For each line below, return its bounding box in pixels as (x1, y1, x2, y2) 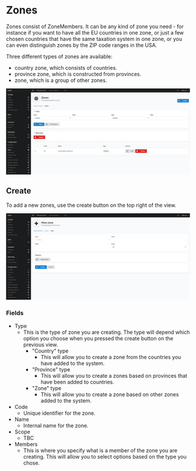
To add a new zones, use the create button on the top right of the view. (6, 202, 177, 209)
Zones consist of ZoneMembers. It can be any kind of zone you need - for (6, 23, 184, 30)
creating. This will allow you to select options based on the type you (23, 453, 187, 460)
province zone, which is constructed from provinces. (14, 70, 142, 77)
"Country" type (32, 347, 69, 354)
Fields (6, 309, 24, 317)
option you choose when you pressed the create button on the (23, 335, 174, 342)
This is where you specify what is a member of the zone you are (23, 446, 178, 454)
